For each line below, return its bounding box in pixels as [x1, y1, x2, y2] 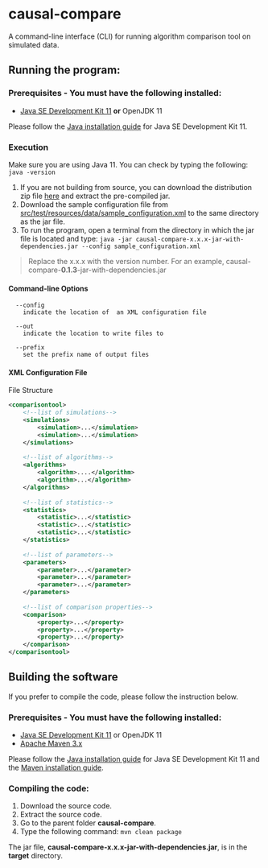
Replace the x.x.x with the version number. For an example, [27, 256, 225, 266]
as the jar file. [19, 217, 66, 226]
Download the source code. [19, 801, 113, 811]
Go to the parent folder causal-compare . [19, 818, 157, 828]
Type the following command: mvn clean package [19, 827, 183, 837]
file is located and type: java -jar [19, 234, 133, 243]
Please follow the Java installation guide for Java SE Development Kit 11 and [8, 754, 260, 764]
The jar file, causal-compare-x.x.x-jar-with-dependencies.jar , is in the [8, 842, 248, 852]
